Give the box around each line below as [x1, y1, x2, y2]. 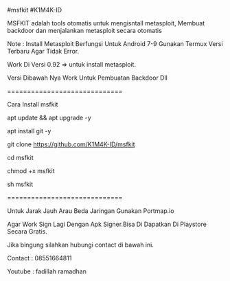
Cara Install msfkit [7, 100, 58, 109]
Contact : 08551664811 [7, 254, 72, 262]
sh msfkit [7, 180, 34, 188]
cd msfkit [7, 154, 34, 161]
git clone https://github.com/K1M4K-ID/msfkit [7, 140, 135, 148]
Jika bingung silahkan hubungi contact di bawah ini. [7, 240, 154, 249]
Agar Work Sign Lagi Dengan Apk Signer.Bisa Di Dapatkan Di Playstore [7, 220, 207, 228]
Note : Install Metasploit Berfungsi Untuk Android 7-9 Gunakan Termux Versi [7, 40, 223, 47]
